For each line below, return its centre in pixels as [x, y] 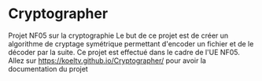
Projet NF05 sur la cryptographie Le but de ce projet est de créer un [118, 35]
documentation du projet [48, 68]
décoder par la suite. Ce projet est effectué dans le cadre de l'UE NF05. [124, 52]
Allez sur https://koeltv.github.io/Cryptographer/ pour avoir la [107, 61]
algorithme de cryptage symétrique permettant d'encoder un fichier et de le [131, 43]
